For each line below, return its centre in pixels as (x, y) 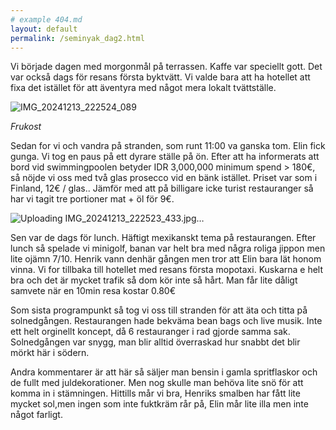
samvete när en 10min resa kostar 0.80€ (93, 291)
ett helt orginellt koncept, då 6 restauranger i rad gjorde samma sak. (150, 332)
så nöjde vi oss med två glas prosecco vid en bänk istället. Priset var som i (164, 178)
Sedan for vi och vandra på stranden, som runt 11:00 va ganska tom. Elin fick (168, 146)
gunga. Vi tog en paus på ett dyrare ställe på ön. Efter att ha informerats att (165, 157)
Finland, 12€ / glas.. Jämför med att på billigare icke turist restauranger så (162, 188)
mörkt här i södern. (50, 353)
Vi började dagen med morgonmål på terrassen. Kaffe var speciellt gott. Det (166, 67)
